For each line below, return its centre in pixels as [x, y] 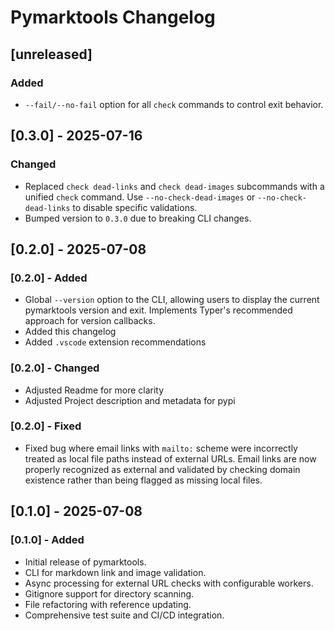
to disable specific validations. [135, 207]
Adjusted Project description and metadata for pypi [130, 400]
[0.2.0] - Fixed [46, 426]
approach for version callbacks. [90, 321]
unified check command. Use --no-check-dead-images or [140, 197]
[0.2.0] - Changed [55, 368]
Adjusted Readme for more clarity [94, 390]
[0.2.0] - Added [49, 278]
